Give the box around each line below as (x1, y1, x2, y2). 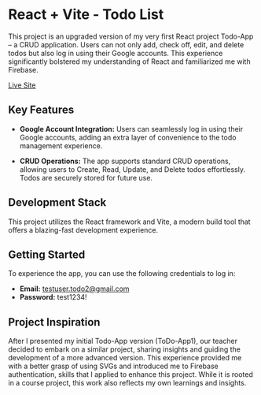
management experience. (19, 140, 103, 151)
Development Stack (8, 196, 107, 210)
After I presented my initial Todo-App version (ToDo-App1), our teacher (8, 337, 238, 346)
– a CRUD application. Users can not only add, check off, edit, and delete (8, 39, 244, 49)
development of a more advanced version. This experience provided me (8, 353, 242, 363)
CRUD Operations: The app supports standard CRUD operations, (19, 156, 231, 166)
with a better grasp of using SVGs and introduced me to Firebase (8, 361, 219, 371)
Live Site (8, 80, 36, 90)
